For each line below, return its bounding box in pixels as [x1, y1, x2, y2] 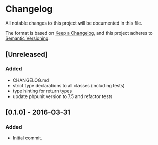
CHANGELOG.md [12, 77, 49, 83]
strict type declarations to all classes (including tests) [12, 82, 125, 88]
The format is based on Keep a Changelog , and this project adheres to [5, 30, 153, 36]
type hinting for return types [12, 88, 72, 94]
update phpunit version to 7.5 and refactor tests [12, 93, 113, 100]
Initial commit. [12, 135, 42, 141]
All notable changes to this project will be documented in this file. [5, 20, 143, 26]
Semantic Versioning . [5, 35, 50, 41]
